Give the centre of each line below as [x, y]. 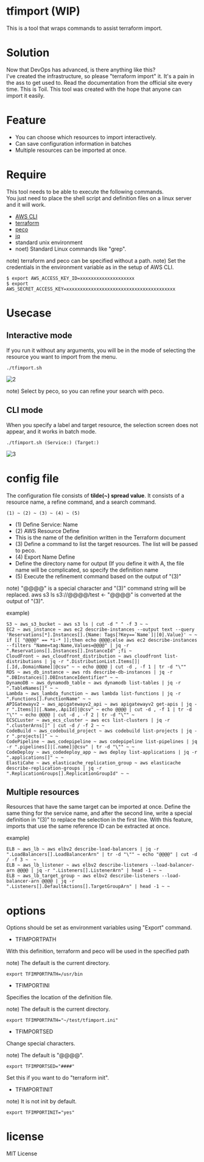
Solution [28, 53]
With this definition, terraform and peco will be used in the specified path [98, 951]
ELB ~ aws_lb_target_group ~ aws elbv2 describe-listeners [83, 876]
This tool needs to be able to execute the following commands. [85, 192]
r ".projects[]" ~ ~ [33, 736]
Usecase [29, 313]
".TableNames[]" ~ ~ [33, 688]
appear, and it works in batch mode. [51, 431]
